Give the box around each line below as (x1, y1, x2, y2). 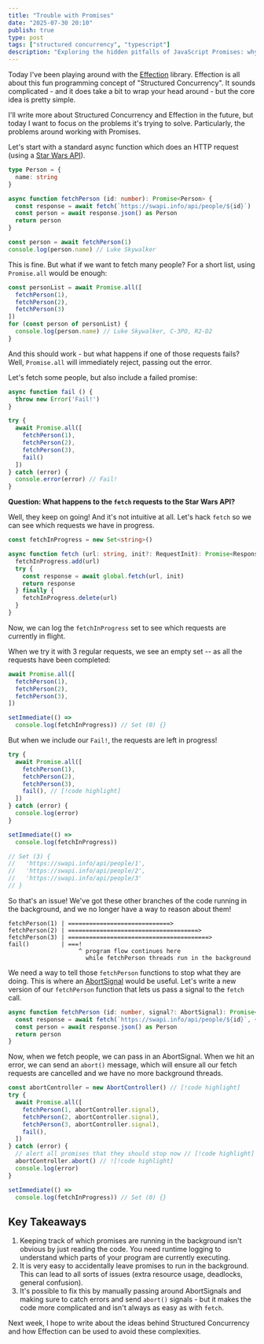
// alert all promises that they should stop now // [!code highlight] (15, 1150, 255, 1158)
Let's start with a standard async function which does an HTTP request (8, 143, 239, 151)
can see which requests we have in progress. (8, 521, 155, 531)
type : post (8, 33, 44, 42)
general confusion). (19, 1278, 84, 1287)
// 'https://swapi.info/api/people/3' (8, 874, 143, 883)
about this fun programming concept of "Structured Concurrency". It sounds (8, 78, 255, 87)
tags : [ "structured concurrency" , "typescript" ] (8, 41, 170, 49)
